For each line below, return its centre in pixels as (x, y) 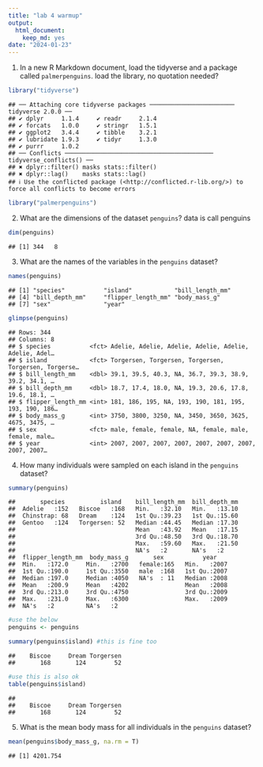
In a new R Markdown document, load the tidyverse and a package (128, 67)
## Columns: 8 (32, 339)
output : (21, 23)
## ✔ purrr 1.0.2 (44, 147)
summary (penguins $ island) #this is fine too (83, 642)
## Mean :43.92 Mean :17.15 (123, 530)
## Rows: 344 (30, 332)
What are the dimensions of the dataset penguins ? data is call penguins (135, 218)
